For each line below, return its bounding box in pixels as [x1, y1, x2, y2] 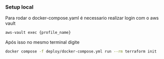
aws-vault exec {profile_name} [5, 30, 71, 35]
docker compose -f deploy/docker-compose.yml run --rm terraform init [5, 49, 157, 54]
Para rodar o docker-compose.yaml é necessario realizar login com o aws [5, 15, 159, 21]
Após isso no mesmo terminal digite [5, 39, 80, 45]
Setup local [5, 4, 34, 11]
